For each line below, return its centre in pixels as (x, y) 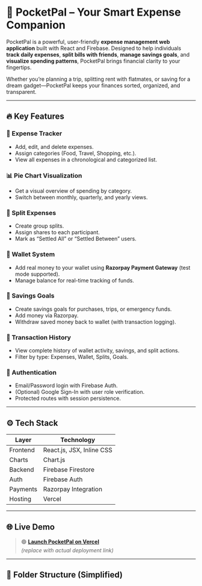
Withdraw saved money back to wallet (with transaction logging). (95, 322)
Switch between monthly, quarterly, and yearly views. (81, 197)
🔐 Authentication (32, 373)
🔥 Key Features (35, 117)
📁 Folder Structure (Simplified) (65, 575)
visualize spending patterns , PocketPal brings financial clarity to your (93, 61)
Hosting (20, 499)
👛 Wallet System (31, 254)
